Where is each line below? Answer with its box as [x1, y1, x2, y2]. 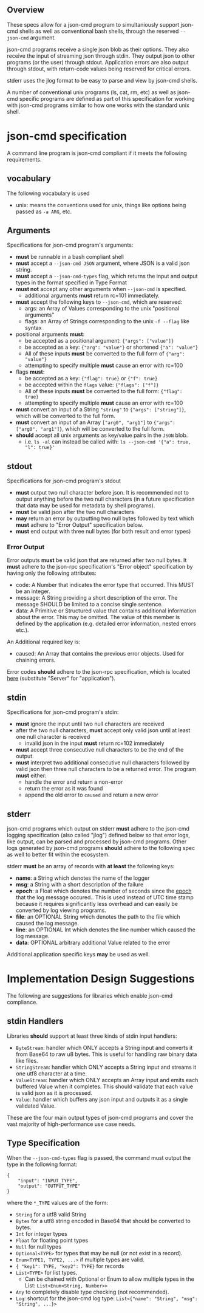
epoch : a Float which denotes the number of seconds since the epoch [15, 887, 192, 895]
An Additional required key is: [7, 638, 81, 646]
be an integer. [15, 588, 50, 595]
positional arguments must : [15, 331, 85, 338]
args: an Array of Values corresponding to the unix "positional [24, 305, 180, 312]
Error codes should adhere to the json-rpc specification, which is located [7, 668, 191, 676]
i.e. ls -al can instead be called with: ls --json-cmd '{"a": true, [24, 438, 191, 445]
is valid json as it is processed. [15, 1089, 93, 1096]
